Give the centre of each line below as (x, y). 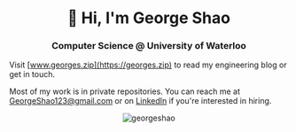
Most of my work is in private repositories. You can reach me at (125, 91)
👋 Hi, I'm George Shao (149, 18)
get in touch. (32, 74)
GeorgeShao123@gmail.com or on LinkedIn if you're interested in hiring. (140, 101)
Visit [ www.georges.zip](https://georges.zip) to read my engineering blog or (148, 65)
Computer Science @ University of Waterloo (149, 46)
